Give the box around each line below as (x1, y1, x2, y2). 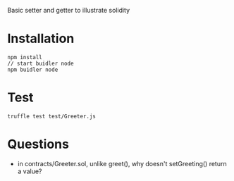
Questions (7, 137, 69, 152)
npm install (7, 54, 42, 61)
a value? (17, 167, 42, 175)
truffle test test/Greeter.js (7, 113, 97, 120)
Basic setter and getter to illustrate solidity (7, 6, 130, 14)
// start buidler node (7, 60, 74, 67)
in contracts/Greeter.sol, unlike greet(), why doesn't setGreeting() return (17, 159, 227, 168)
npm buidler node (7, 66, 58, 73)
